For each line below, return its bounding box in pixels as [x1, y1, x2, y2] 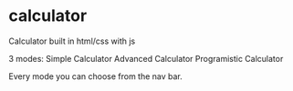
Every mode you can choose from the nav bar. [8, 70, 183, 82]
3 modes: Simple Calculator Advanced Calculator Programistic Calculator [8, 53, 284, 64]
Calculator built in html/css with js [8, 35, 136, 46]
